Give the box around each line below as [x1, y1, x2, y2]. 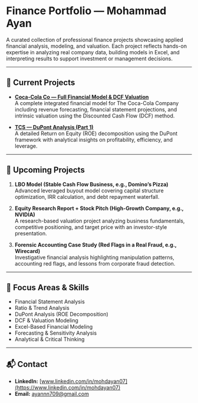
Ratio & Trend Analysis [14, 304, 70, 312]
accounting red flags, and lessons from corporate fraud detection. [14, 260, 176, 267]
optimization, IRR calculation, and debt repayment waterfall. [14, 193, 160, 200]
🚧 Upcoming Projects [6, 165, 85, 175]
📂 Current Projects [6, 78, 75, 88]
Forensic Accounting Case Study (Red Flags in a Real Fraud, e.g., [14, 241, 177, 248]
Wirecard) [14, 247, 41, 254]
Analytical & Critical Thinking [14, 336, 85, 343]
